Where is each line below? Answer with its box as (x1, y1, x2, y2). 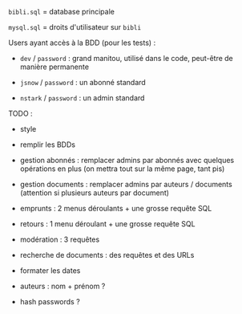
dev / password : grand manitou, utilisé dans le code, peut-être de (19, 54, 234, 63)
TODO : (8, 108, 34, 118)
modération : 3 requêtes (19, 234, 100, 244)
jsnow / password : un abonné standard (19, 78, 146, 87)
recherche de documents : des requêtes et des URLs (19, 251, 195, 259)
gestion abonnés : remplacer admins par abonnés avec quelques (19, 156, 235, 165)
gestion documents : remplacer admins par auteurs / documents (19, 180, 232, 189)
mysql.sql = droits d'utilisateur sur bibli (8, 22, 142, 31)
